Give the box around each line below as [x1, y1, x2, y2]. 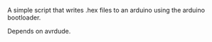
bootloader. [7, 13, 41, 22]
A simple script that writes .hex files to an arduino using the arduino [7, 6, 205, 14]
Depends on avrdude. [7, 27, 71, 35]
